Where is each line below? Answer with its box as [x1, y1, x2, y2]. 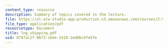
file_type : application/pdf [5, 21, 64, 26]
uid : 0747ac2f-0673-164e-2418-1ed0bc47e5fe [5, 35, 97, 40]
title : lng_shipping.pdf [5, 30, 57, 35]
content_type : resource [5, 7, 55, 12]
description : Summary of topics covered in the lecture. [5, 12, 126, 17]
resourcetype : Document [5, 26, 55, 31]
